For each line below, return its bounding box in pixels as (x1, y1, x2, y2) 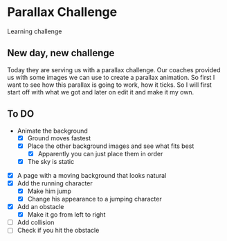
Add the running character (17, 178, 93, 188)
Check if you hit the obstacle (17, 226, 100, 235)
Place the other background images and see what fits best (27, 142, 194, 150)
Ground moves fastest (27, 133, 91, 142)
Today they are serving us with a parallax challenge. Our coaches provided (7, 65, 221, 74)
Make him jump (27, 187, 71, 195)
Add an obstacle (17, 203, 64, 211)
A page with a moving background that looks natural (17, 171, 167, 179)
